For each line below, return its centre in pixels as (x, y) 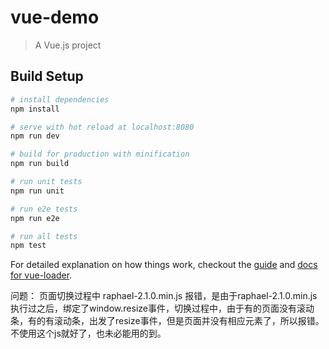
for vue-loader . (41, 275)
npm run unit (37, 191)
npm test (28, 246)
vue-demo (55, 17)
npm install (35, 109)
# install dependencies (60, 99)
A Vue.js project (68, 45)
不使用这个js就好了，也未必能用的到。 (88, 333)
